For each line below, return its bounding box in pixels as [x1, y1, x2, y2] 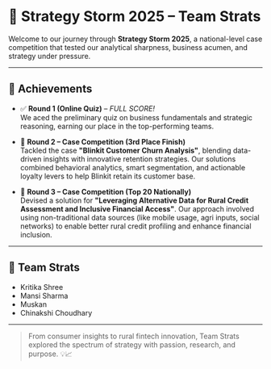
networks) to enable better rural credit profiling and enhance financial [19, 221, 252, 231]
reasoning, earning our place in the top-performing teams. [19, 121, 215, 131]
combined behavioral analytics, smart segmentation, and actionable [19, 162, 246, 172]
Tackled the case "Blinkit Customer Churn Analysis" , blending [19, 145, 231, 155]
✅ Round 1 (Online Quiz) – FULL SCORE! [19, 103, 156, 113]
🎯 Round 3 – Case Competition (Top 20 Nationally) [19, 187, 192, 196]
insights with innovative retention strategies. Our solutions [43, 153, 236, 164]
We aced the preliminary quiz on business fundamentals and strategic [19, 112, 252, 122]
